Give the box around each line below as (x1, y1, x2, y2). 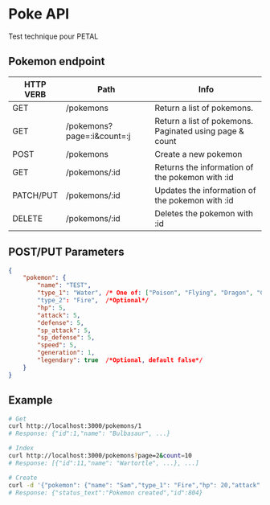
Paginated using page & (154, 125, 245, 137)
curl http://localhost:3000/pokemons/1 (8, 422, 142, 430)
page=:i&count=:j (65, 130, 131, 142)
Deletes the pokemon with (154, 207, 253, 219)
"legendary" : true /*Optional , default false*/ (37, 356, 203, 364)
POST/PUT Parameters (8, 245, 125, 259)
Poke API (8, 5, 70, 23)
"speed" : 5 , (37, 341, 78, 350)
